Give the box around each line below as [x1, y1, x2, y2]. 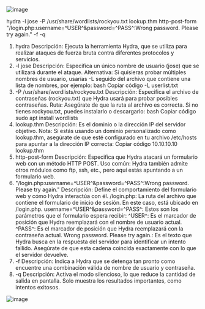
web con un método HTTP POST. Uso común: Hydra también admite [15, 160, 188, 167]
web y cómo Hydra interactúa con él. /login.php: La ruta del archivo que [15, 193, 197, 199]
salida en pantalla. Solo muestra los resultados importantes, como [15, 277, 182, 284]
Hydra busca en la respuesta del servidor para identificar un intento [15, 238, 186, 245]
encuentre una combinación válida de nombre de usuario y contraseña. [15, 264, 196, 271]
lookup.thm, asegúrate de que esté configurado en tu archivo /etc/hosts [15, 134, 197, 141]
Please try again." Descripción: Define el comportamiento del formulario [15, 186, 197, 193]
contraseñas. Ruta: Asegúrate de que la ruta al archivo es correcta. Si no [15, 101, 199, 109]
